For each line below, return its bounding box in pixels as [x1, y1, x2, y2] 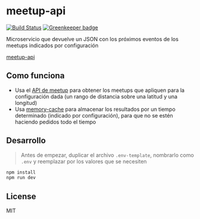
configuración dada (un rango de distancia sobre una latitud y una [14, 92, 178, 100]
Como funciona [6, 70, 65, 81]
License [6, 191, 36, 201]
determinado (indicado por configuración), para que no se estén [14, 112, 173, 119]
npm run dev [6, 175, 36, 181]
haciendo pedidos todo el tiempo [14, 118, 97, 125]
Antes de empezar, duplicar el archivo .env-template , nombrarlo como [20, 151, 194, 159]
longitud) [14, 99, 38, 106]
